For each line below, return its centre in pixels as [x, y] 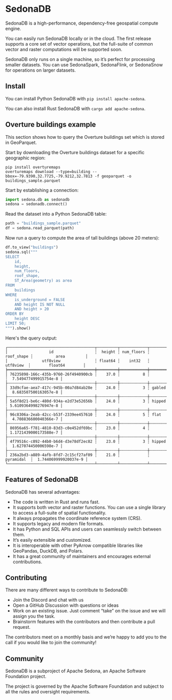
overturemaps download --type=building [48, 172]
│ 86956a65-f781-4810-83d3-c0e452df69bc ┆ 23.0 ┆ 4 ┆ [78, 428]
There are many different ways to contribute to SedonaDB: [67, 590]
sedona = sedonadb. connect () [36, 204]
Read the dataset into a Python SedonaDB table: [56, 214]
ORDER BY [15, 314]
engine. [13, 28]
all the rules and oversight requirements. [48, 692]
